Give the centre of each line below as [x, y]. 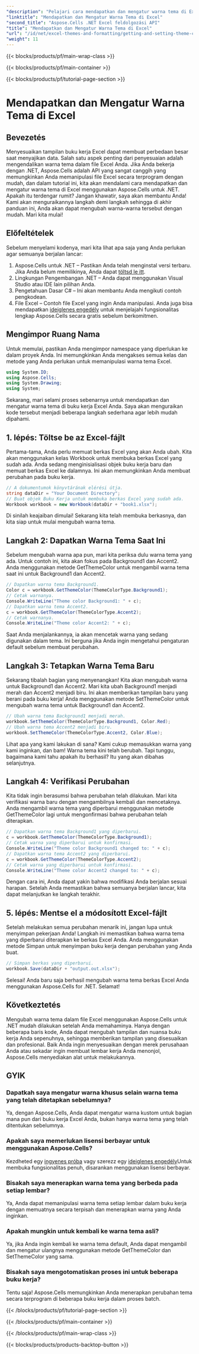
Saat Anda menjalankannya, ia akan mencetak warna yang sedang [87, 634]
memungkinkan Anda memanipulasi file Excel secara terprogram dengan [95, 177]
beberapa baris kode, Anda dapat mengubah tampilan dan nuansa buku [94, 1032]
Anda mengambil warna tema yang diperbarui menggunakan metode [90, 808]
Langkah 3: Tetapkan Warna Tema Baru [80, 665]
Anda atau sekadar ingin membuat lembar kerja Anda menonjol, [84, 1050]
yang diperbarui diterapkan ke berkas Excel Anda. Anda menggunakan [92, 940]
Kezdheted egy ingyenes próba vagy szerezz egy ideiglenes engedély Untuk [99, 1161]
